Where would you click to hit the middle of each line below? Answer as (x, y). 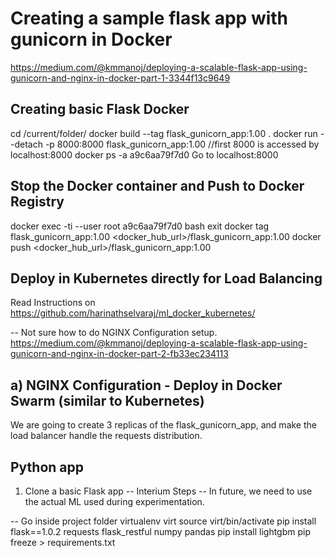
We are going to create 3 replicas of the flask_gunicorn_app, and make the (163, 425)
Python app (47, 467)
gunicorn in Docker (91, 39)
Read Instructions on (53, 303)
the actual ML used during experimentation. (114, 501)
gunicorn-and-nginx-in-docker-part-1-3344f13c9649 (120, 78)
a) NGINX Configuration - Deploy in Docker (146, 385)
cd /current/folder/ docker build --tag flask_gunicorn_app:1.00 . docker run (164, 133)
